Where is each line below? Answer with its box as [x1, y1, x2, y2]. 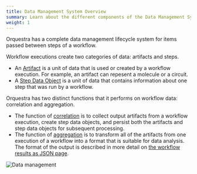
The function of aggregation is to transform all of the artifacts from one [14, 131, 186, 138]
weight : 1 [6, 19, 30, 25]
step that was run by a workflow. [14, 83, 94, 91]
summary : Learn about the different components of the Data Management [6, 14, 185, 20]
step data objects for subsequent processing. [14, 125, 125, 132]
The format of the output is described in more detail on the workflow [14, 143, 181, 150]
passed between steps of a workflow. [6, 42, 97, 49]
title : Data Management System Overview [6, 8, 107, 15]
